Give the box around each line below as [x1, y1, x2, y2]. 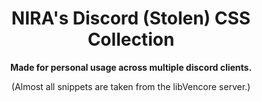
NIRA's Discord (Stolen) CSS [11, 7, 251, 30]
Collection [87, 28, 175, 51]
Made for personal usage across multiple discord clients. [9, 61, 253, 73]
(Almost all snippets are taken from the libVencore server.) [11, 80, 251, 92]
